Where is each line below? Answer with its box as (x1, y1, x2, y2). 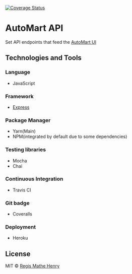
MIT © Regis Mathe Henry (5, 263, 60, 269)
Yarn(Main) (12, 128, 36, 134)
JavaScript (12, 80, 35, 86)
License (5, 249, 31, 258)
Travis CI (12, 187, 31, 193)
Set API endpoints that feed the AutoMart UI (5, 39, 97, 45)
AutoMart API (5, 23, 63, 34)
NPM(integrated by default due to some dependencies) (12, 133, 127, 140)
